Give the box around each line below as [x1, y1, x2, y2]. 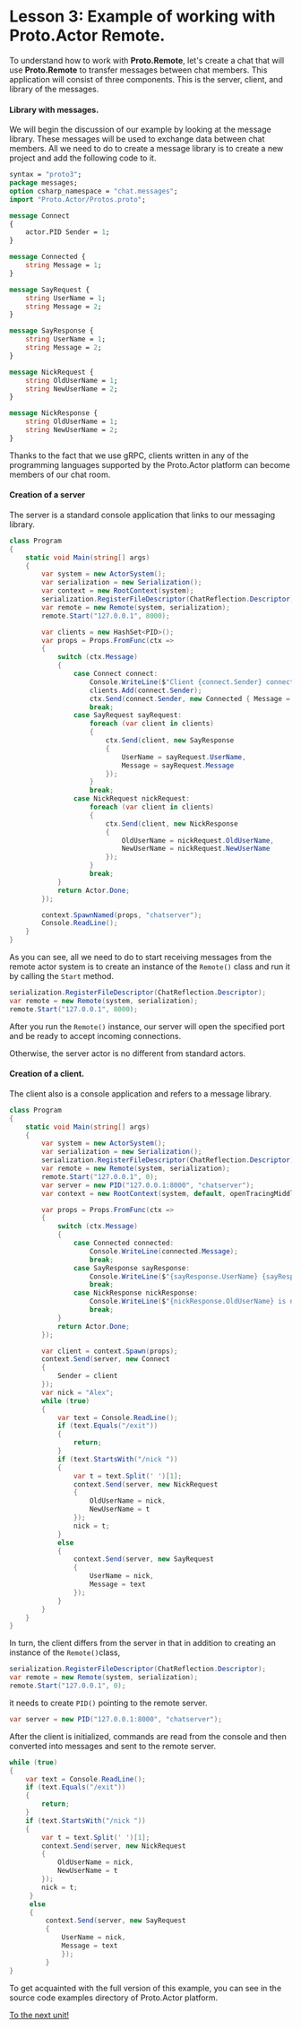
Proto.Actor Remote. [9, 25, 166, 46]
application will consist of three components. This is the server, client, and [9, 74, 284, 84]
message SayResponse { [9, 326, 94, 335]
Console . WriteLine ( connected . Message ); [89, 1246, 239, 1256]
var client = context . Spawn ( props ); [41, 1347, 178, 1356]
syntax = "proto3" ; [9, 170, 82, 179]
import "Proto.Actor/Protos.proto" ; [9, 195, 146, 204]
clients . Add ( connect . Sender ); [89, 686, 202, 695]
